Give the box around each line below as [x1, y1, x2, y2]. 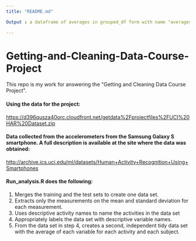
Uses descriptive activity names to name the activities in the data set [14, 209, 180, 216]
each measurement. [14, 204, 63, 211]
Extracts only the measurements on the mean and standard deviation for [14, 197, 188, 204]
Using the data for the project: [6, 100, 80, 108]
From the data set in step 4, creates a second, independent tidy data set [14, 222, 188, 229]
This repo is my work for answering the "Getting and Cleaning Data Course [6, 81, 186, 88]
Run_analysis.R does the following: [6, 178, 93, 185]
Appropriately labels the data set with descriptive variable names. [14, 216, 172, 223]
